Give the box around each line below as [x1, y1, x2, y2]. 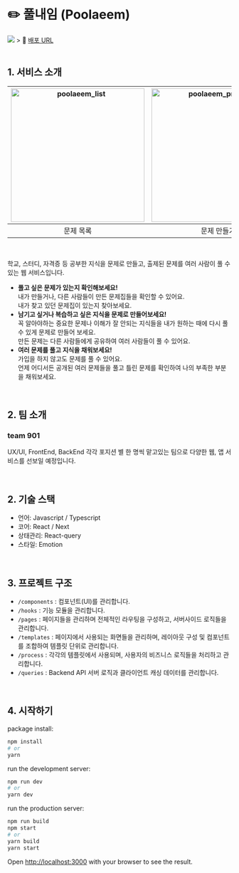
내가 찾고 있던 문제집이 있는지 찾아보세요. [17, 300, 132, 310]
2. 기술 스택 [7, 493, 55, 506]
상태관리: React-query [17, 531, 82, 540]
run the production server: [7, 804, 85, 812]
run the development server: [7, 764, 91, 773]
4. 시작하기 [7, 705, 53, 717]
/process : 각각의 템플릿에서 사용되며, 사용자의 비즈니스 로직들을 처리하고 [17, 651, 222, 659]
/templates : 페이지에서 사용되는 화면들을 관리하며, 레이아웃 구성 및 [17, 633, 206, 642]
